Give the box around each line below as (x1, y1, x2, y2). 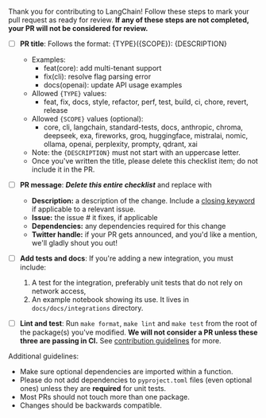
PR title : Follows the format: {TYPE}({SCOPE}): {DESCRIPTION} (19, 39, 228, 48)
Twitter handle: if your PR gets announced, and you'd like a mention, (31, 230, 258, 239)
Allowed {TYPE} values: (31, 89, 107, 99)
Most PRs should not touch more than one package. (19, 393, 191, 402)
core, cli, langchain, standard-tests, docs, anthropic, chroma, (43, 122, 244, 132)
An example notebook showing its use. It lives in (31, 295, 189, 304)
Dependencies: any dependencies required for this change (31, 222, 226, 231)
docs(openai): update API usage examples (43, 80, 183, 90)
